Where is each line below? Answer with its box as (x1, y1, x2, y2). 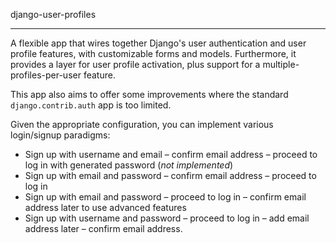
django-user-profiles (10, 9, 97, 20)
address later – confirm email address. (24, 223, 183, 234)
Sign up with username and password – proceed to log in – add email (24, 212, 310, 224)
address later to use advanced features (24, 202, 187, 213)
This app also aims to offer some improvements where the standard (10, 89, 289, 100)
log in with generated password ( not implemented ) (24, 159, 234, 171)
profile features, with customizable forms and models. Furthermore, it (10, 48, 297, 59)
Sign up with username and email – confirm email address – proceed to (24, 149, 318, 160)
